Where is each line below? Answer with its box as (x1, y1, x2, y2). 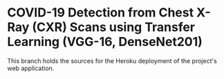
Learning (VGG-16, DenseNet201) (7, 34, 203, 49)
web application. (7, 64, 55, 72)
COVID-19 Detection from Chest (7, 5, 194, 21)
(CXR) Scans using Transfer (32, 19, 196, 35)
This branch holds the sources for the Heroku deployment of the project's (7, 56, 218, 65)
